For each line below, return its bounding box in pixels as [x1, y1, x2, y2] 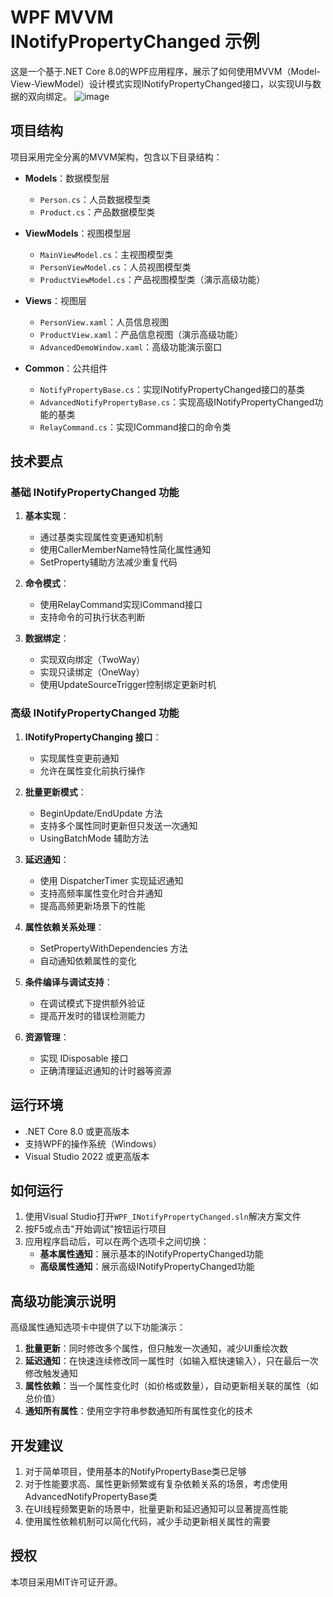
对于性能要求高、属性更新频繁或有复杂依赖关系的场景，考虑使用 [24, 1477, 288, 1490]
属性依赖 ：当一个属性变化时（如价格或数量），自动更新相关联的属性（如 [24, 1380, 319, 1392]
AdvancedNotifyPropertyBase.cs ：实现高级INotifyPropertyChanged [39, 396, 315, 408]
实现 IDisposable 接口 [39, 1052, 129, 1064]
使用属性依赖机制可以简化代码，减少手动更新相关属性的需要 [24, 1515, 271, 1527]
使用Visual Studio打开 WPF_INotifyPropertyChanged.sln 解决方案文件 [24, 1211, 302, 1223]
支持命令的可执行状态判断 [39, 611, 146, 623]
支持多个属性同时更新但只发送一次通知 [39, 819, 198, 831]
